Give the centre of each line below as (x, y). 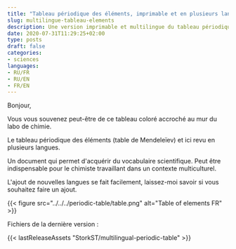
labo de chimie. (29, 126)
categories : (25, 53)
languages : (23, 66)
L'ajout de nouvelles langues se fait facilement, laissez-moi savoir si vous (113, 182)
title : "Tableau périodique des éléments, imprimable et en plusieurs (113, 14)
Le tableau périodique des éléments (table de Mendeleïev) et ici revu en (111, 140)
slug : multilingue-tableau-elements (61, 20)
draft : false (26, 46)
